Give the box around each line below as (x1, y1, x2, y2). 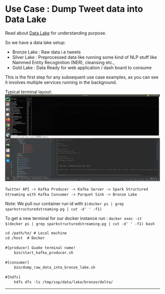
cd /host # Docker (5, 236, 45, 241)
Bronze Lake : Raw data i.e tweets (12, 49, 81, 55)
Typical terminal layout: (5, 89, 53, 95)
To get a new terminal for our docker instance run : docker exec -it (5, 216, 142, 221)
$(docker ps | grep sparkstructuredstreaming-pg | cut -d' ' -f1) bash (5, 221, 155, 226)
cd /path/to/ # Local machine (5, 231, 67, 236)
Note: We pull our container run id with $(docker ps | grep (5, 201, 124, 207)
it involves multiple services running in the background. (5, 79, 117, 85)
